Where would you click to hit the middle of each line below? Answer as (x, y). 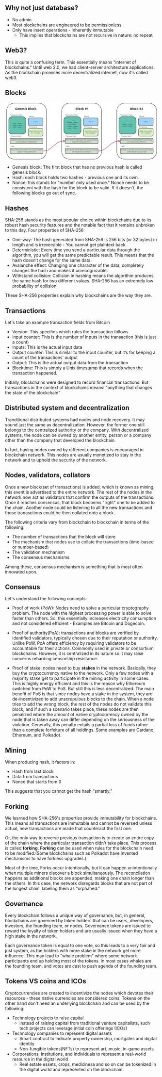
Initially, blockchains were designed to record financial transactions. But (77, 382)
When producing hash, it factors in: (40, 762)
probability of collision (34, 286)
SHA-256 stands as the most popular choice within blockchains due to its (78, 220)
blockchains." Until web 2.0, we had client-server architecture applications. (80, 67)
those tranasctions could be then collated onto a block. (60, 513)
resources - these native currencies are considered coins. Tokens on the (78, 998)
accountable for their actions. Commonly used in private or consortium (83, 648)
